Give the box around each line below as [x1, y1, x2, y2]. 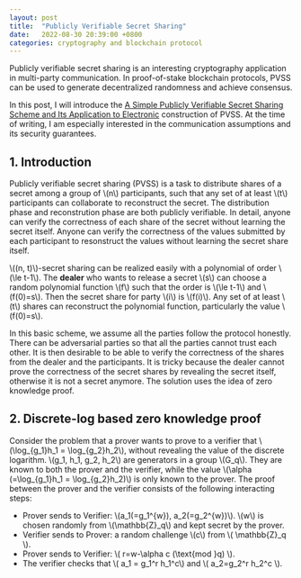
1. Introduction [9, 154, 92, 169]
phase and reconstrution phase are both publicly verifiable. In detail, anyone [9, 207, 291, 218]
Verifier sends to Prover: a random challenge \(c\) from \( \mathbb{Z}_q [22, 528, 287, 540]
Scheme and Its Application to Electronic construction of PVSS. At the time [9, 109, 286, 120]
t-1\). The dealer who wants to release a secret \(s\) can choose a [23, 272, 267, 284]
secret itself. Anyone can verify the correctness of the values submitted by [9, 226, 286, 237]
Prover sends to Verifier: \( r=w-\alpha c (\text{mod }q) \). [22, 548, 235, 559]
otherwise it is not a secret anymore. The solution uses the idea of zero [9, 375, 272, 387]
